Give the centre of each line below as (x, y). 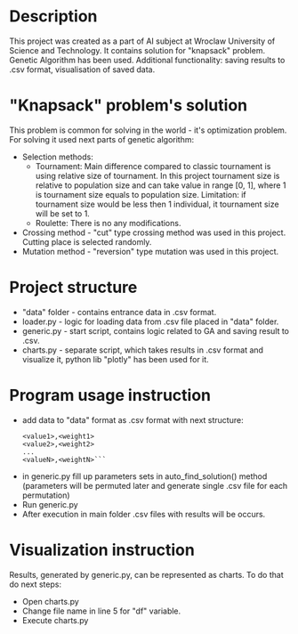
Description (53, 16)
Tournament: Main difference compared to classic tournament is (153, 166)
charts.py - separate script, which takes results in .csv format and (143, 350)
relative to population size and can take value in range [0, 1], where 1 (161, 185)
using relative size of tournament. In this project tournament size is (157, 175)
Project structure (73, 288)
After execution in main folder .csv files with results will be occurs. (144, 514)
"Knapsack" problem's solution (128, 106)
